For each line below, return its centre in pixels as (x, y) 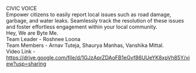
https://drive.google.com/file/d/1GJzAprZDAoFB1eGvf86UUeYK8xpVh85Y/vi (98, 58)
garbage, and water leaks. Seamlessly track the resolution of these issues (95, 21)
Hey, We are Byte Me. (32, 33)
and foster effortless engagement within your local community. (82, 27)
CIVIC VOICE (21, 8)
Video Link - (21, 51)
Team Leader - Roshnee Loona (43, 39)
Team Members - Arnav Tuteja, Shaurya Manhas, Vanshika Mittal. (85, 45)
